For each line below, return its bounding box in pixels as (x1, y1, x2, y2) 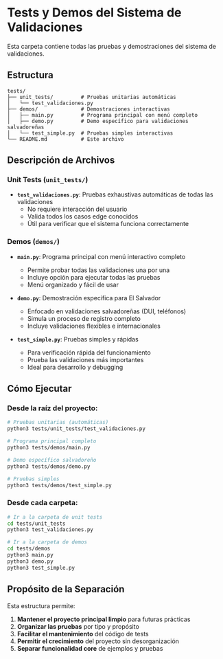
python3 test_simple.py (7, 564, 75, 571)
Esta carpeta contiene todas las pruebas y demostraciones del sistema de (7, 42, 216, 50)
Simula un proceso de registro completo (27, 314, 141, 322)
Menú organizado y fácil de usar (27, 280, 119, 289)
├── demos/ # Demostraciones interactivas (7, 105, 170, 113)
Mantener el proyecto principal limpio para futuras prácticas (16, 615, 191, 623)
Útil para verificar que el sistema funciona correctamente (27, 220, 189, 228)
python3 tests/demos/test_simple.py (7, 482, 112, 489)
